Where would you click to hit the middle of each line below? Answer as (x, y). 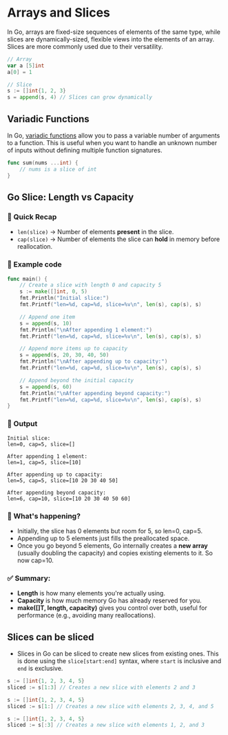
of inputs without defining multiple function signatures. (85, 150)
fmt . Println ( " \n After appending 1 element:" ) (86, 330)
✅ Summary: (29, 578)
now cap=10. (35, 560)
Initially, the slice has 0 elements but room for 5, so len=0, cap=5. (110, 531)
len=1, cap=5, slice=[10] (44, 462)
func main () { (28, 279)
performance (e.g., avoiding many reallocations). (86, 615)
